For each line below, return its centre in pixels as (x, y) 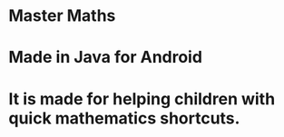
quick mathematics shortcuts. (124, 118)
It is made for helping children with (142, 98)
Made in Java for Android (106, 58)
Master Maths (62, 16)
